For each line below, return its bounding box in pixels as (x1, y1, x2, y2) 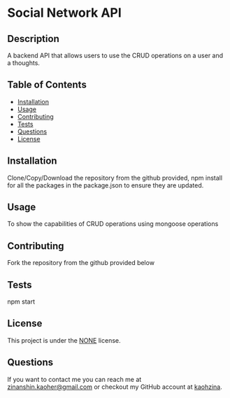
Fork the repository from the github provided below (7, 259, 155, 267)
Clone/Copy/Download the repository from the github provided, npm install (7, 173, 222, 182)
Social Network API (7, 5, 122, 21)
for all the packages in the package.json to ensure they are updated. (7, 180, 204, 190)
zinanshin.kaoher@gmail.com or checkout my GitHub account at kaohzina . (7, 383, 222, 391)
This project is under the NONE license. (7, 336, 121, 344)
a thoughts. (7, 59, 41, 67)
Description (7, 33, 59, 45)
